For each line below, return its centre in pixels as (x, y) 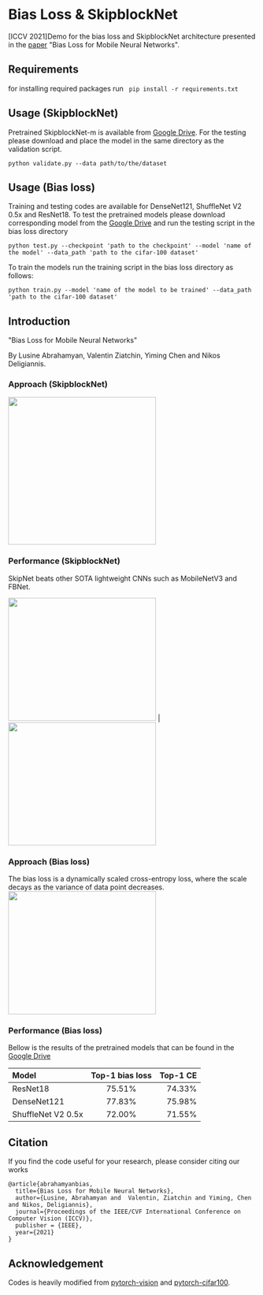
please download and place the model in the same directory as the (116, 140)
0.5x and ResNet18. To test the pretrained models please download (117, 215)
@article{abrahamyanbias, (50, 1184)
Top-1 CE (178, 1075)
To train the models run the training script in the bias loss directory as (121, 267)
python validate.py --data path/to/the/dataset (88, 163)
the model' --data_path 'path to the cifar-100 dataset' (104, 253)
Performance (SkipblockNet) (64, 561)
